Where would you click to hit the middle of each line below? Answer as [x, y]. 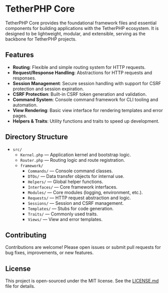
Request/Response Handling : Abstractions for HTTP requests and [82, 72]
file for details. [20, 286]
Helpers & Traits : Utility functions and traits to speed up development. [86, 121]
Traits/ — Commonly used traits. [63, 214]
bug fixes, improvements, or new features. [49, 253]
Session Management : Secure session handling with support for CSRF [87, 83]
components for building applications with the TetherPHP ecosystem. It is [82, 28]
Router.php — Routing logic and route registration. [73, 160]
